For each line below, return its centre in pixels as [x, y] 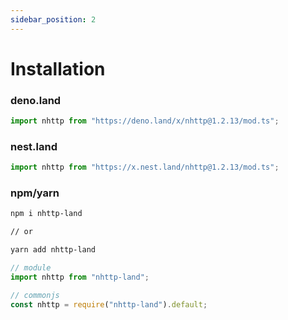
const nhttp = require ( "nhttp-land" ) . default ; [109, 304]
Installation [58, 68]
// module [31, 268]
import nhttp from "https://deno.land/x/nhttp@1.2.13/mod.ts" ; [145, 121]
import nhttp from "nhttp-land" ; [80, 277]
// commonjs [35, 295]
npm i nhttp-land [46, 214]
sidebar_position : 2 [53, 19]
